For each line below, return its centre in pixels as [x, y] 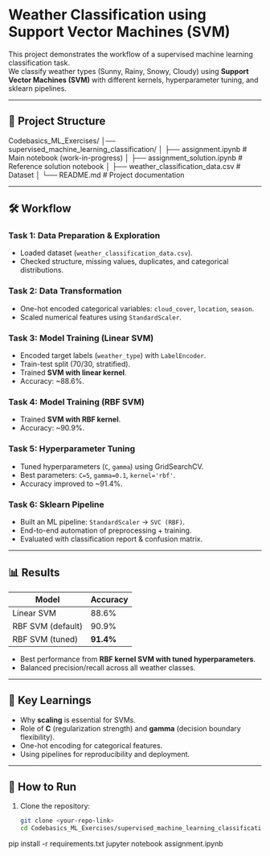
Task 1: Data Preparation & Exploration [84, 236]
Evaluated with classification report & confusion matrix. [111, 539]
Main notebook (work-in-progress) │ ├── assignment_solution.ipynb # [126, 158]
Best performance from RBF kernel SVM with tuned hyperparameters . [137, 659]
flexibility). [37, 737]
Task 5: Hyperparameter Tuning [72, 449]
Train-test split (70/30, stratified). [75, 364]
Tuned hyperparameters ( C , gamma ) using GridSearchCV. [112, 466]
